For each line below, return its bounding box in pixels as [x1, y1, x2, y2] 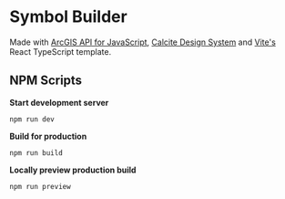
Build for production [9, 131, 87, 141]
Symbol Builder [9, 6, 127, 27]
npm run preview [9, 182, 71, 191]
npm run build [9, 148, 64, 157]
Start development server [9, 97, 109, 108]
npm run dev [9, 114, 55, 124]
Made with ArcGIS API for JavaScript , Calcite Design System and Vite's [9, 37, 276, 47]
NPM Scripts [9, 73, 83, 89]
